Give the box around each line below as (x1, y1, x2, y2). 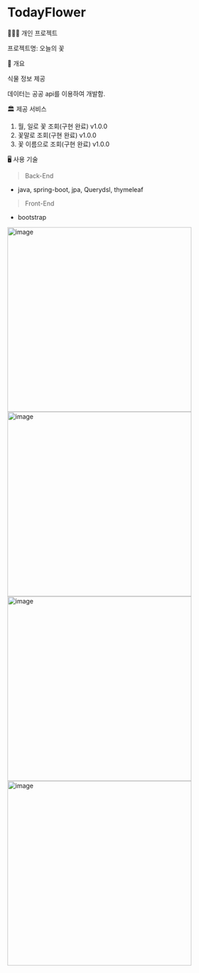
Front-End (24, 199, 55, 208)
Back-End (24, 171, 54, 180)
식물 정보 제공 (7, 74, 46, 83)
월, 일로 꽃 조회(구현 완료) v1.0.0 (17, 122, 108, 131)
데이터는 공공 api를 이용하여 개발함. (7, 89, 105, 98)
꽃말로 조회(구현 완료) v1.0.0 (17, 131, 97, 139)
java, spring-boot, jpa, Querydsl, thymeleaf (17, 185, 144, 193)
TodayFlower (7, 4, 87, 21)
